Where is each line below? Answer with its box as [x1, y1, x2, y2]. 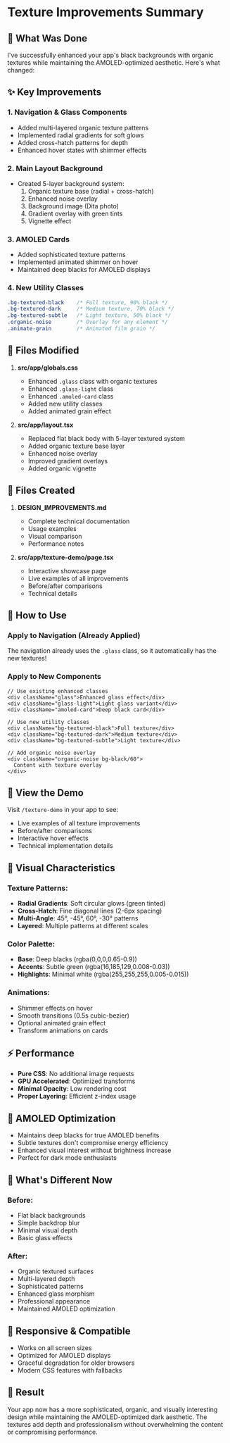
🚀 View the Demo [7, 787, 84, 799]
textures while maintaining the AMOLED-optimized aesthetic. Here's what [7, 58, 220, 67]
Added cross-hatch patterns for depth [17, 138, 129, 146]
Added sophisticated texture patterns [17, 251, 126, 259]
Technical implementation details [17, 842, 114, 850]
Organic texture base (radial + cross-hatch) [27, 187, 154, 195]
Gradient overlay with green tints [27, 209, 123, 218]
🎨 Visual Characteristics [7, 862, 116, 874]
